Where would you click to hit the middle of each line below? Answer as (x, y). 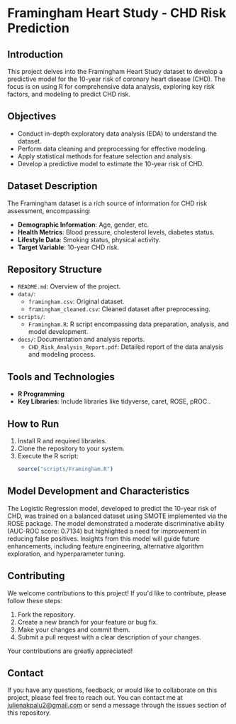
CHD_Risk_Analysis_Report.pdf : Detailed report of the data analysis (126, 347)
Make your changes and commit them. (74, 630)
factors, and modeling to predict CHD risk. (69, 94)
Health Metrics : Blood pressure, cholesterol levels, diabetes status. (116, 232)
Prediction (38, 28)
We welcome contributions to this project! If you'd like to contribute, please (117, 593)
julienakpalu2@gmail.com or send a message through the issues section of (117, 706)
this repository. (29, 713)
